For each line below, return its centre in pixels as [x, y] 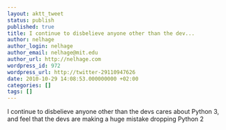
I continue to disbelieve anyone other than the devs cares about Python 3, [113, 112]
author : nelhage [31, 40]
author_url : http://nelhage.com [54, 59]
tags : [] [20, 92]
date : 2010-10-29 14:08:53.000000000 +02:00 [73, 79]
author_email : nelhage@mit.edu [53, 53]
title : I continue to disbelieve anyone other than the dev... [101, 33]
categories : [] [29, 85]
